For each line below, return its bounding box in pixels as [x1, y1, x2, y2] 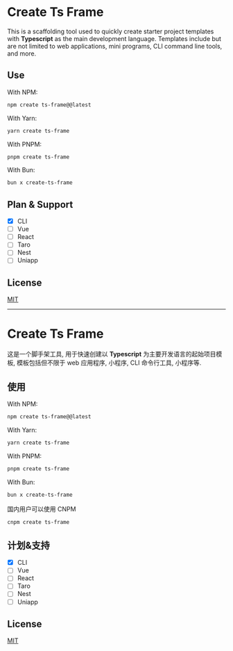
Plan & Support [7, 199, 74, 211]
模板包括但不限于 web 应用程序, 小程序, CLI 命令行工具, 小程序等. [16, 359, 202, 367]
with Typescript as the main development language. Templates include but [7, 34, 222, 42]
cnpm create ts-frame [7, 518, 70, 525]
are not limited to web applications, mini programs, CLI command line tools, [7, 42, 223, 50]
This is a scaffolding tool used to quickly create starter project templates [7, 27, 214, 35]
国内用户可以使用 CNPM [7, 504, 76, 513]
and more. [7, 49, 37, 58]
